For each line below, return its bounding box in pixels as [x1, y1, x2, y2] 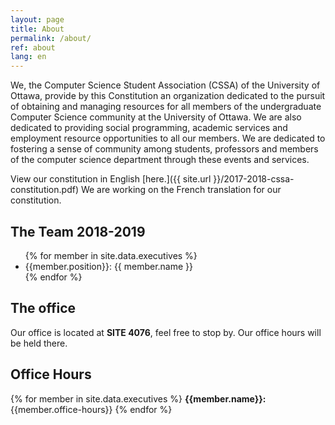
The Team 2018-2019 [10, 223, 146, 240]
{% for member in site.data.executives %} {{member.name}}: [10, 392, 267, 405]
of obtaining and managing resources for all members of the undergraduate [10, 101, 322, 113]
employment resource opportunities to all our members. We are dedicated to [10, 132, 326, 145]
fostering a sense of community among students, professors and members [10, 143, 319, 155]
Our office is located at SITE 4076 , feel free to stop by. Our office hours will [10, 326, 322, 338]
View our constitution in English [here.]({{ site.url [10, 173, 212, 185]
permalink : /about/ [10, 33, 92, 43]
